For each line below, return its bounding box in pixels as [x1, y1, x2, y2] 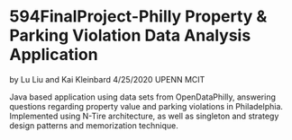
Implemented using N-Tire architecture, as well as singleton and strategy [9, 110, 279, 121]
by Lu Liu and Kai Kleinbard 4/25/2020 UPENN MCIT [9, 74, 205, 84]
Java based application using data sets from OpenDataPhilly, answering [9, 92, 277, 102]
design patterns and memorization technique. [9, 119, 178, 131]
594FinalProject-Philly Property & [9, 6, 268, 27]
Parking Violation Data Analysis [9, 25, 251, 46]
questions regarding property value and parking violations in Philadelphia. [9, 101, 284, 111]
